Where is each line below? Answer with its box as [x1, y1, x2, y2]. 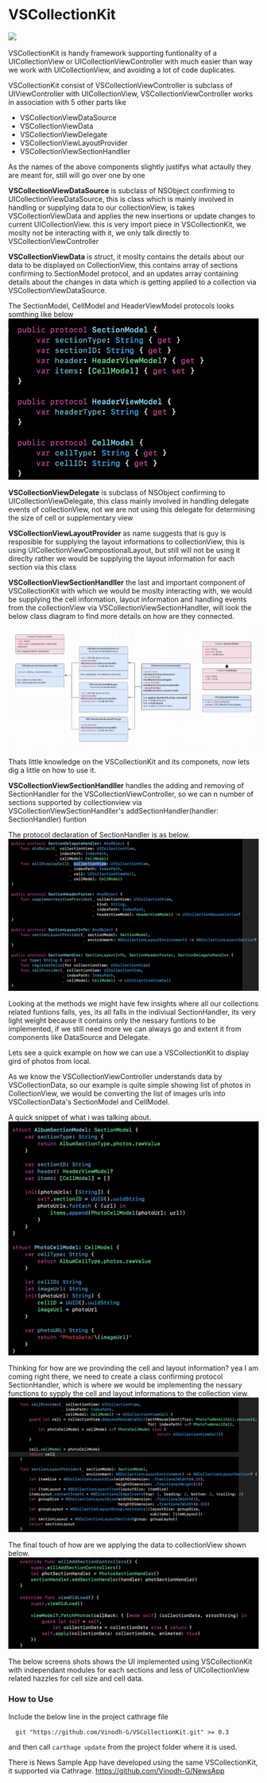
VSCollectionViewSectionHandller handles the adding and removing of [8, 780, 245, 790]
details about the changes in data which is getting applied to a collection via [8, 277, 257, 287]
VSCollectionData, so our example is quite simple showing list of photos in [8, 1080, 251, 1089]
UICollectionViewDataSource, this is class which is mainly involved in [8, 194, 234, 203]
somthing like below [8, 309, 74, 319]
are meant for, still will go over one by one [8, 170, 145, 180]
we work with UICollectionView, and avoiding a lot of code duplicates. [8, 65, 237, 75]
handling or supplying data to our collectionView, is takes [8, 203, 195, 212]
